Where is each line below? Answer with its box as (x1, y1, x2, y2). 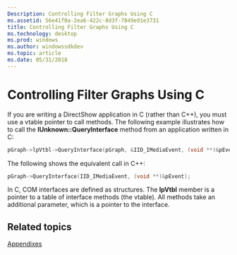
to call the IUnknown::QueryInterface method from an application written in (7, 125, 229, 134)
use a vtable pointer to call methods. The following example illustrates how (7, 117, 224, 126)
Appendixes (7, 239, 42, 248)
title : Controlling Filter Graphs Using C (7, 23, 134, 30)
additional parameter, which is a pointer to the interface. (7, 201, 171, 209)
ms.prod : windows (7, 37, 59, 44)
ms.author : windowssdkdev (7, 43, 83, 50)
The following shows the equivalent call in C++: (7, 159, 146, 167)
